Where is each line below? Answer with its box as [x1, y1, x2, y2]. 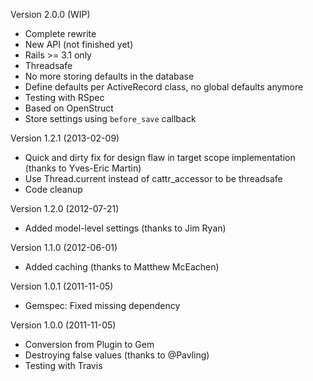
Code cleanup [24, 184, 83, 195]
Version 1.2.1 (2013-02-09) [10, 132, 120, 144]
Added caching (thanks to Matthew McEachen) [24, 261, 220, 273]
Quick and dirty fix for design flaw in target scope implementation [24, 152, 296, 163]
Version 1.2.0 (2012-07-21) [10, 203, 120, 214]
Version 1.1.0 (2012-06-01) [10, 242, 118, 253]
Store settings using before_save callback [24, 113, 197, 124]
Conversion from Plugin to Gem [24, 339, 155, 350]
